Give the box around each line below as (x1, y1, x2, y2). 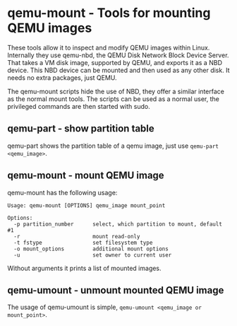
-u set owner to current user (13, 251, 172, 259)
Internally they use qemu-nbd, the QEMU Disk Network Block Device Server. (7, 51, 229, 59)
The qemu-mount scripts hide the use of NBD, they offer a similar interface (7, 87, 224, 95)
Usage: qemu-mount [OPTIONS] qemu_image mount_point (7, 202, 166, 209)
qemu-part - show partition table (7, 122, 155, 135)
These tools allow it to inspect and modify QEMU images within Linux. (7, 43, 210, 52)
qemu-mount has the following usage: (7, 188, 118, 197)
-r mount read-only (13, 233, 140, 240)
